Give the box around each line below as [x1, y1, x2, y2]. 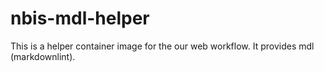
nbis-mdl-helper [10, 7, 150, 30]
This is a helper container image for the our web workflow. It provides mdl [10, 40, 315, 52]
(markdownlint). [10, 50, 76, 62]
